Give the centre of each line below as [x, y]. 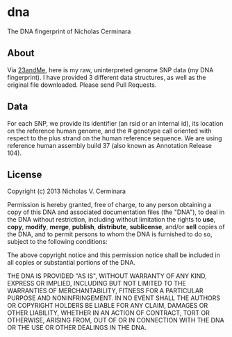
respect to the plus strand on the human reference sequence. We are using [115, 138]
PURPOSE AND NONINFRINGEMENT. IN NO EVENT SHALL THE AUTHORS [114, 298]
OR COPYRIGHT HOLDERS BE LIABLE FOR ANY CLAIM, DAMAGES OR [108, 306]
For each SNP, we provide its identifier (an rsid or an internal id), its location [115, 123]
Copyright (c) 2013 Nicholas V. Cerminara [67, 191]
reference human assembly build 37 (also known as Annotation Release [109, 145]
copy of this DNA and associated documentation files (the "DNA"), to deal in [116, 212]
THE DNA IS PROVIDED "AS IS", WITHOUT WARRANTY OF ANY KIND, [107, 276]
